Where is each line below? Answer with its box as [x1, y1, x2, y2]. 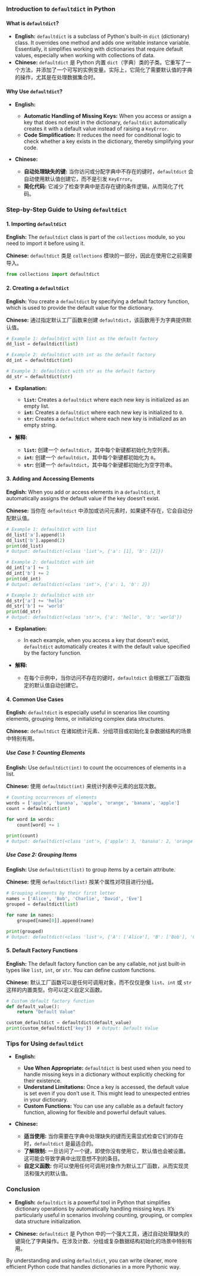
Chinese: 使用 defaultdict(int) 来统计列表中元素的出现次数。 [6, 783, 160, 790]
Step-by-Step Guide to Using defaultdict [6, 206, 127, 214]
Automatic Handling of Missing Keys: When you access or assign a [23, 113, 192, 120]
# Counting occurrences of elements [6, 795, 97, 801]
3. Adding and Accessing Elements [6, 475, 95, 483]
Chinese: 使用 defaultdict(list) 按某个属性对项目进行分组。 [6, 878, 157, 886]
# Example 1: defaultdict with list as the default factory [6, 335, 159, 341]
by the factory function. [23, 649, 82, 656]
